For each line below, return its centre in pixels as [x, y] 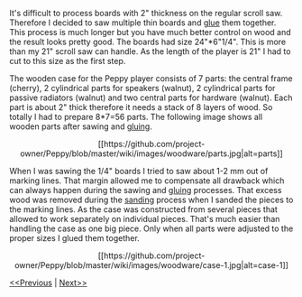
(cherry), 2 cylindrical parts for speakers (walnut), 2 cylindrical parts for [142, 88]
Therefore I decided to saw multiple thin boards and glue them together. [143, 23]
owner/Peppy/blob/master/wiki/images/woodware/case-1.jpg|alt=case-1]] [151, 265]
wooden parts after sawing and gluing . [81, 126]
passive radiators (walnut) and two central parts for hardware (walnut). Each [151, 97]
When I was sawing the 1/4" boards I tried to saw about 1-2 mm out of [139, 171]
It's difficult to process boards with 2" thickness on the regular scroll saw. [146, 13]
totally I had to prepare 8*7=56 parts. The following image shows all [136, 117]
